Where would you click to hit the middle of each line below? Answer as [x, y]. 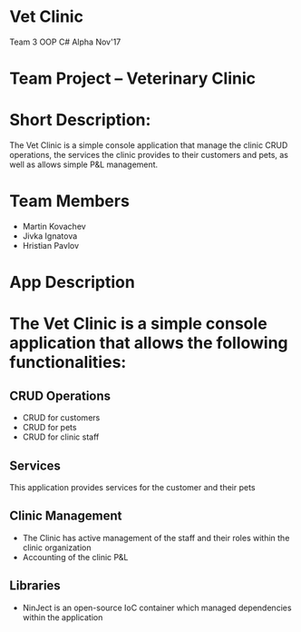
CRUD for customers [61, 418]
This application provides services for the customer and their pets [132, 487]
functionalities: [68, 363]
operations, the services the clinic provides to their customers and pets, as [149, 155]
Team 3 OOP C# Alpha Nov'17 [65, 42]
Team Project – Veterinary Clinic [133, 79]
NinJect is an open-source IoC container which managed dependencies [157, 607]
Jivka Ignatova [50, 236]
